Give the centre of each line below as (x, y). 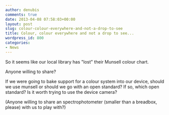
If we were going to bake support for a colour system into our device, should (85, 81)
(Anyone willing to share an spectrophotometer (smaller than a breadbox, (81, 102)
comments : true (21, 15)
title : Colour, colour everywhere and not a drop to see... (70, 33)
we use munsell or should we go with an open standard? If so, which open (82, 87)
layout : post (19, 24)
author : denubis (22, 10)
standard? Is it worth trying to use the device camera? (61, 92)
